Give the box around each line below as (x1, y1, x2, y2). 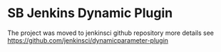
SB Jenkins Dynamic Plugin (7, 5, 173, 21)
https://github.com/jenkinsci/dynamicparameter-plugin (7, 36, 169, 44)
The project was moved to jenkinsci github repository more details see (7, 28, 215, 37)
